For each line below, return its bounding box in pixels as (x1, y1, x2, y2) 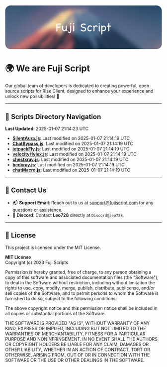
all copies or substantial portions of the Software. (5, 310, 106, 316)
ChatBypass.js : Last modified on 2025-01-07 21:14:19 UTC (12, 140, 133, 147)
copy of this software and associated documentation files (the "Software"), (5, 274, 159, 280)
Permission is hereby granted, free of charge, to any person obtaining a (5, 269, 152, 275)
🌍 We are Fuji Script (5, 63, 90, 74)
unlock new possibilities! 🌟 (5, 93, 60, 100)
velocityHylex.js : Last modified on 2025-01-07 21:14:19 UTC (12, 151, 137, 157)
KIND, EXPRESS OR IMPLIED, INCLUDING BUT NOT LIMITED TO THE (5, 325, 146, 331)
